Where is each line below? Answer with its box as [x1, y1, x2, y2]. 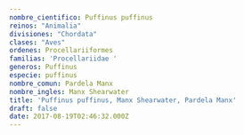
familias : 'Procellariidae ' [9, 54, 118, 63]
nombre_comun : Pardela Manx [9, 79, 114, 88]
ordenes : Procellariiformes [9, 46, 114, 55]
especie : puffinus [9, 71, 77, 80]
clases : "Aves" [9, 37, 66, 47]
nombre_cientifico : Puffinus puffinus [9, 12, 153, 22]
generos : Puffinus [9, 63, 77, 72]
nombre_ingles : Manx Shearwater [9, 87, 129, 96]
